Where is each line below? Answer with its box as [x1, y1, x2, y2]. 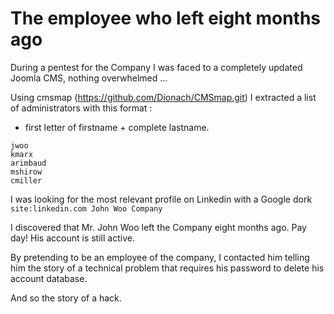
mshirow [10, 167, 43, 177]
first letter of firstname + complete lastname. [24, 121, 210, 133]
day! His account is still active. [10, 232, 135, 244]
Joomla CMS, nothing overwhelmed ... [10, 72, 168, 84]
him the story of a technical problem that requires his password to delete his [10, 262, 325, 274]
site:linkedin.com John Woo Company [10, 203, 163, 214]
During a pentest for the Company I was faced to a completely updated [10, 61, 303, 73]
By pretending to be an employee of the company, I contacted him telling [10, 251, 310, 263]
